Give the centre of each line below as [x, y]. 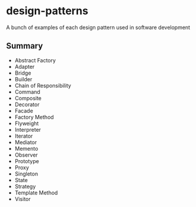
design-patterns [47, 11]
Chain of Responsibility [43, 85]
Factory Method [34, 117]
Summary [25, 46]
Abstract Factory [35, 60]
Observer [26, 155]
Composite [28, 98]
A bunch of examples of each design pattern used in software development [98, 27]
